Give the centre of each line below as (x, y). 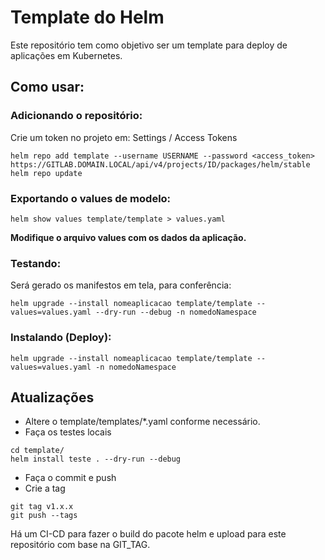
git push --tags (44, 516)
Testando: (36, 263)
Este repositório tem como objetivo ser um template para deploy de (149, 45)
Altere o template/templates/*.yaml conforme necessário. (142, 422)
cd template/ (37, 451)
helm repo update (46, 173)
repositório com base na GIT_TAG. (80, 545)
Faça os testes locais (68, 432)
